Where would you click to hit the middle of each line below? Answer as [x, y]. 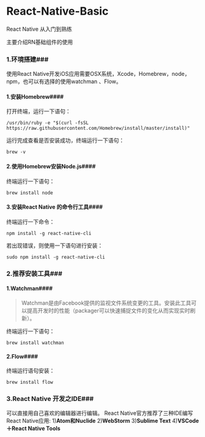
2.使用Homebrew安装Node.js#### [51, 166]
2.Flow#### [22, 356]
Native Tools [44, 428]
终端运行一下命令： [31, 222]
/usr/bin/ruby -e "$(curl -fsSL [47, 123]
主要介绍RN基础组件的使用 [40, 42]
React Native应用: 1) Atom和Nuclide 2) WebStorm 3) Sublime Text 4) [92, 421]
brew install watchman [35, 343]
